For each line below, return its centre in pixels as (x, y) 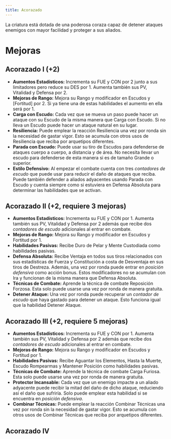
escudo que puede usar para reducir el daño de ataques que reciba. (84, 174)
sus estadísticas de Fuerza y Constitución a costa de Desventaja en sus (88, 262)
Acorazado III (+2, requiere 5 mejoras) (67, 321)
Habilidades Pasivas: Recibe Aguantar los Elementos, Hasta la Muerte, (87, 361)
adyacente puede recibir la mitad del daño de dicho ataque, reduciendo (88, 388)
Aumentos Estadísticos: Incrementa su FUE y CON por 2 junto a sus (85, 82)
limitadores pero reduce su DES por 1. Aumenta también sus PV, (80, 87)
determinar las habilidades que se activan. (57, 190)
